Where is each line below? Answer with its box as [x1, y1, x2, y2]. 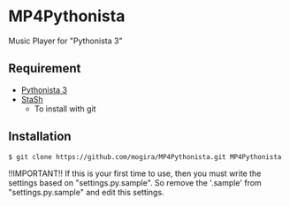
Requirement [8, 61, 81, 76]
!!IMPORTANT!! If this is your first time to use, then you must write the [8, 168, 262, 179]
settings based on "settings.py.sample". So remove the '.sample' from [8, 177, 262, 187]
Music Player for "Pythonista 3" [8, 35, 123, 46]
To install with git [34, 103, 96, 114]
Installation [8, 129, 72, 144]
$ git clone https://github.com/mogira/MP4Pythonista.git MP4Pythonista [8, 152, 282, 161]
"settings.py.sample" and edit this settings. [8, 187, 164, 197]
